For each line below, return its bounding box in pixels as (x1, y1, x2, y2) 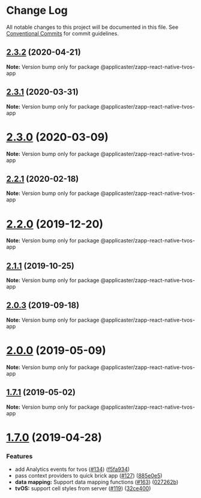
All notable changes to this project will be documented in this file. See (6, 23, 179, 31)
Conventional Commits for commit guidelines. (6, 29, 119, 37)
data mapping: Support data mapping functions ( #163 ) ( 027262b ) (14, 478, 179, 486)
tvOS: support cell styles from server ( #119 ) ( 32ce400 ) (14, 485, 151, 492)
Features (6, 452, 33, 460)
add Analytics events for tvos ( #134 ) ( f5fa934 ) (14, 466, 130, 473)
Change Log (6, 4, 68, 17)
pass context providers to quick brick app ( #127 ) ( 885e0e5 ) (14, 472, 163, 479)
